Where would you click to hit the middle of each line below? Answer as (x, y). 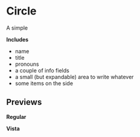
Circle (21, 11)
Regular (16, 116)
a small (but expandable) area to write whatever (74, 77)
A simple (17, 28)
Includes (17, 39)
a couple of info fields (42, 70)
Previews (24, 102)
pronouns (27, 64)
